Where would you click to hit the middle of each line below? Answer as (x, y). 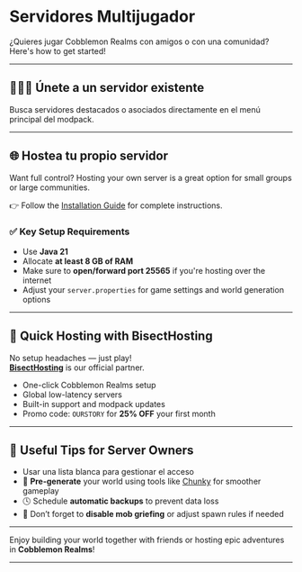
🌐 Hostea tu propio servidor (89, 156)
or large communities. (49, 187)
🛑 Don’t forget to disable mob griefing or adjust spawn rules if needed (153, 514)
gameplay (41, 491)
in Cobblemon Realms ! (52, 549)
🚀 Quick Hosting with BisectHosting (111, 336)
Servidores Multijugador (102, 17)
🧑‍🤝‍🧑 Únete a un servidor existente (107, 88)
